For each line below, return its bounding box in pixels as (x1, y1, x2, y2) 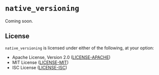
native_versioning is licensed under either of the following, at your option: (5, 45, 154, 51)
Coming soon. (5, 18, 33, 24)
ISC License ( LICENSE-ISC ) (12, 64, 67, 70)
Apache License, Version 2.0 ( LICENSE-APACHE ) (12, 54, 111, 60)
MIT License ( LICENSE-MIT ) (12, 60, 69, 65)
